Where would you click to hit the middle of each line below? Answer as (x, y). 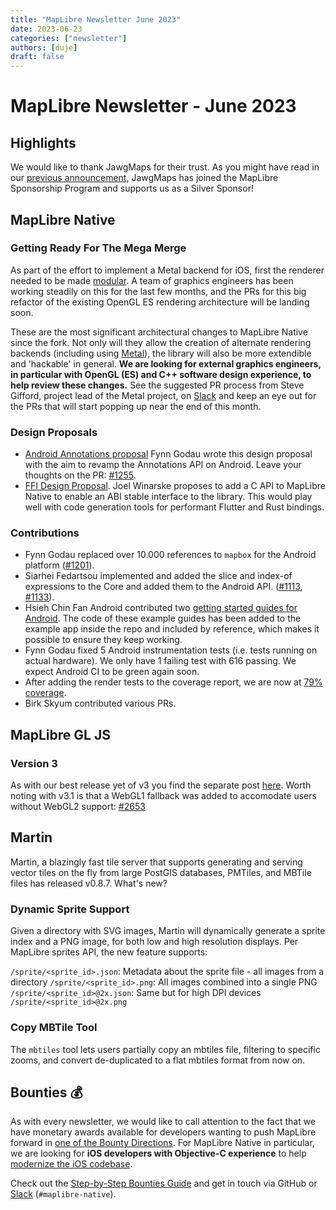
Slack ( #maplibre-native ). (63, 1194)
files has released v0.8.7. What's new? (89, 883)
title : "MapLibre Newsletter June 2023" (96, 19)
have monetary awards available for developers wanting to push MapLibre (163, 1132)
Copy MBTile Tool (54, 1028)
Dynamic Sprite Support (70, 909)
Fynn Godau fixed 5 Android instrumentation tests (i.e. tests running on (171, 650)
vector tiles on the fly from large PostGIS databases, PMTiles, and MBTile (161, 872)
